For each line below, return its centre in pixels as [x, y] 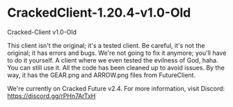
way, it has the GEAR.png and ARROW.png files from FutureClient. [102, 75]
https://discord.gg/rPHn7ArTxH [51, 96]
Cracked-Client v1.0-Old [42, 32]
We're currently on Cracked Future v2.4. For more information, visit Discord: [116, 88]
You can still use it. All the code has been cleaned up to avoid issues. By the [116, 67]
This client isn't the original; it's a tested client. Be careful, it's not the [106, 45]
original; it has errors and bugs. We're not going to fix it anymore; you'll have [117, 53]
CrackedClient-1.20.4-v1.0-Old [99, 13]
